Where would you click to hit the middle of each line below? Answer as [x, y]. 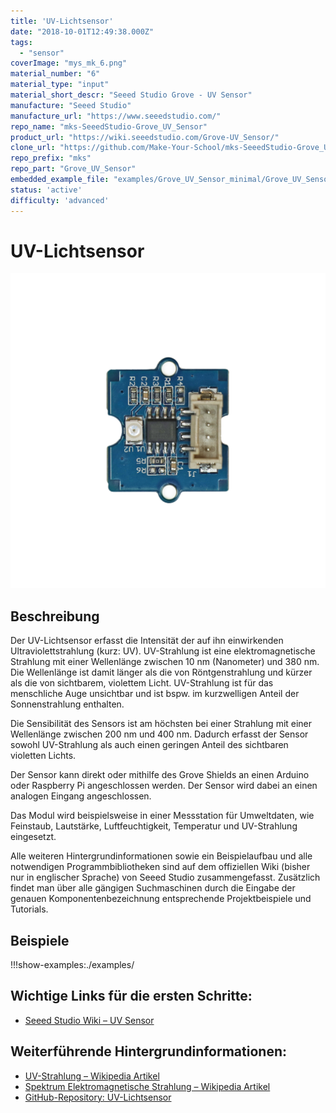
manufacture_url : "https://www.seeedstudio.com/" [116, 116]
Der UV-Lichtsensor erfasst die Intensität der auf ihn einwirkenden [147, 641]
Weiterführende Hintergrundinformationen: [148, 1051]
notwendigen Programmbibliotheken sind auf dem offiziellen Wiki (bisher [160, 867]
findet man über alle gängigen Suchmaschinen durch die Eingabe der [153, 888]
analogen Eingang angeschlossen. [81, 796]
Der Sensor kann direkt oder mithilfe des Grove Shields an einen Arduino [160, 775]
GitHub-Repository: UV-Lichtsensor [98, 1097]
